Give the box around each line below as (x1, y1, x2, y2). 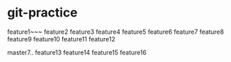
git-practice (7, 5, 78, 21)
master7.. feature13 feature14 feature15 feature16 (7, 48, 147, 56)
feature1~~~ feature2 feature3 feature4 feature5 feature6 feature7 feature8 (7, 28, 225, 36)
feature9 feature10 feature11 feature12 (7, 34, 116, 43)
